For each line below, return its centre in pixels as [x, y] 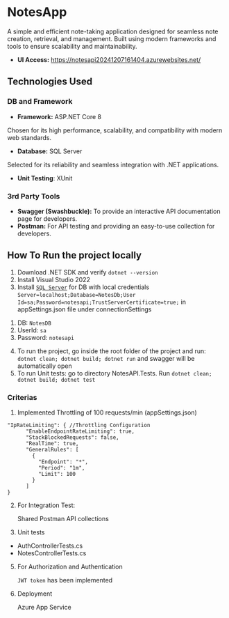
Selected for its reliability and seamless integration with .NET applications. [113, 164]
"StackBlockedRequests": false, [72, 438]
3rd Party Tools [34, 196]
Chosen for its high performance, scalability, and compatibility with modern [115, 130]
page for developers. [47, 218]
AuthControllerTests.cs [50, 546]
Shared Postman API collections [63, 519]
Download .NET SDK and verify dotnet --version [87, 272]
